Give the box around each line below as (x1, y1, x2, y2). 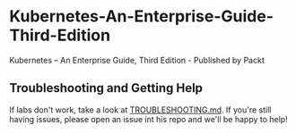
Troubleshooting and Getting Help (9, 80, 204, 96)
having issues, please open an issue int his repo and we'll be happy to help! (9, 113, 289, 124)
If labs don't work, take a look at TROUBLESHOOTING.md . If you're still (9, 104, 272, 115)
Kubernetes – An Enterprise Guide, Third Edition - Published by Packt (9, 54, 265, 65)
